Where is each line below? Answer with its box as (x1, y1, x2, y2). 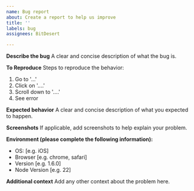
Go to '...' (14, 76, 37, 83)
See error (14, 95, 39, 102)
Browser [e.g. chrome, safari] (14, 153, 88, 161)
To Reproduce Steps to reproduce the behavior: (6, 64, 124, 72)
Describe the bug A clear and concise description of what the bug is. (6, 53, 177, 60)
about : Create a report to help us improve (6, 14, 116, 20)
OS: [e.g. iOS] (14, 147, 49, 155)
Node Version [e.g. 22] (14, 167, 72, 174)
